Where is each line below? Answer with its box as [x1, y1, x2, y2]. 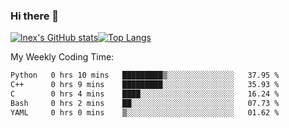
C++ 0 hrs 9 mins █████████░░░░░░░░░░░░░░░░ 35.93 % [10, 80, 280, 90]
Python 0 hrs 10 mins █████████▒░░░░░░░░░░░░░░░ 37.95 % [10, 70, 280, 81]
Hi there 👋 [10, 9, 60, 23]
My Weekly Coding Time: [10, 51, 115, 63]
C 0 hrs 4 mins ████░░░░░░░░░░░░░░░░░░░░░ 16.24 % [10, 89, 280, 99]
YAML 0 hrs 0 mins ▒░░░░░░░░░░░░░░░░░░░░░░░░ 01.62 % [10, 107, 280, 118]
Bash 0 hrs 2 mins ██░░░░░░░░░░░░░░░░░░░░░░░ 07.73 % [10, 98, 280, 108]
